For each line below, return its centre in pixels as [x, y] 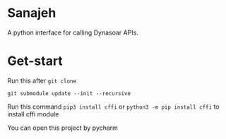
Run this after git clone [42, 80]
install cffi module [33, 114]
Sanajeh [32, 13]
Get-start [35, 61]
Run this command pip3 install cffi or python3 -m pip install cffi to [113, 107]
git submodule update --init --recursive [69, 93]
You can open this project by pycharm [63, 128]
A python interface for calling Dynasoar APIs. [73, 32]
